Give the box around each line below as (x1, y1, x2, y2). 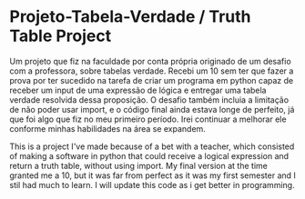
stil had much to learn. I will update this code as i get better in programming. (9, 179, 295, 190)
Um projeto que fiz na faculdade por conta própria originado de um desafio (9, 55, 291, 66)
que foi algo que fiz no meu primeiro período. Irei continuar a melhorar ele (9, 114, 287, 124)
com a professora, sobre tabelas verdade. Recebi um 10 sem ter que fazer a (9, 65, 294, 76)
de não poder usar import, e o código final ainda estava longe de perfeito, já (9, 104, 295, 114)
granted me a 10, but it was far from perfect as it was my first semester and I (9, 170, 296, 181)
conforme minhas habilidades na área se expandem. (9, 123, 207, 134)
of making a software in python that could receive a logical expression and (9, 150, 290, 161)
